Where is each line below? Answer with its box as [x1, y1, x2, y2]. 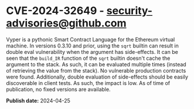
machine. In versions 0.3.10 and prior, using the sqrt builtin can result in [6, 42, 179, 49]
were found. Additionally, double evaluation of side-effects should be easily [6, 73, 189, 80]
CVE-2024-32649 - [6, 4, 104, 18]
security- [106, 4, 153, 18]
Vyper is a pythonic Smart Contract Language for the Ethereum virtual [6, 36, 175, 43]
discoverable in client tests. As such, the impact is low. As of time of [6, 79, 171, 86]
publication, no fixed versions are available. [6, 86, 111, 93]
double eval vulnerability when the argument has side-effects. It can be [6, 48, 179, 55]
